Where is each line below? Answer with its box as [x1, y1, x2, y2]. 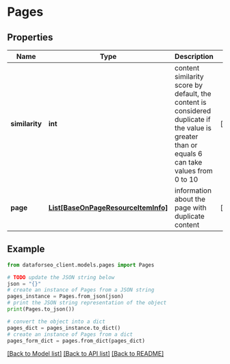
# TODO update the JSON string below [7, 274, 115, 281]
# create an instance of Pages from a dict [7, 330, 133, 338]
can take [174, 158, 203, 167]
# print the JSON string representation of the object [7, 300, 167, 306]
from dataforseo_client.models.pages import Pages [7, 261, 155, 268]
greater [174, 132, 199, 141]
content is [174, 97, 207, 107]
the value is [174, 123, 212, 132]
